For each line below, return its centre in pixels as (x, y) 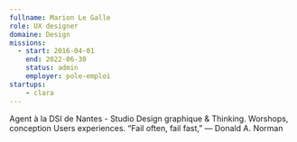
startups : (28, 84)
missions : (28, 43)
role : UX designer (44, 26)
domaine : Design (40, 34)
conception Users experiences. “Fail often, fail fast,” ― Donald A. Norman (146, 128)
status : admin (52, 68)
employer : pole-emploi (68, 76)
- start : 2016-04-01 (56, 51)
